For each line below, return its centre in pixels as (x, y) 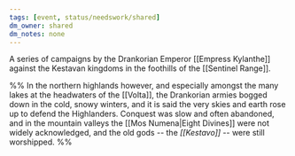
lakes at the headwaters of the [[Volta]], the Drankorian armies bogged (138, 95)
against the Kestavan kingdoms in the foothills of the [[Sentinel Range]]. (140, 68)
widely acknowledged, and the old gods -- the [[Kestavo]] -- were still (137, 133)
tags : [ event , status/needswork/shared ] (85, 17)
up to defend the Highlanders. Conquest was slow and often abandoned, (142, 114)
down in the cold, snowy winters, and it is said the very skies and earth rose (147, 105)
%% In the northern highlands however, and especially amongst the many (144, 86)
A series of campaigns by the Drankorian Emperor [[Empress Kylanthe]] (140, 59)
